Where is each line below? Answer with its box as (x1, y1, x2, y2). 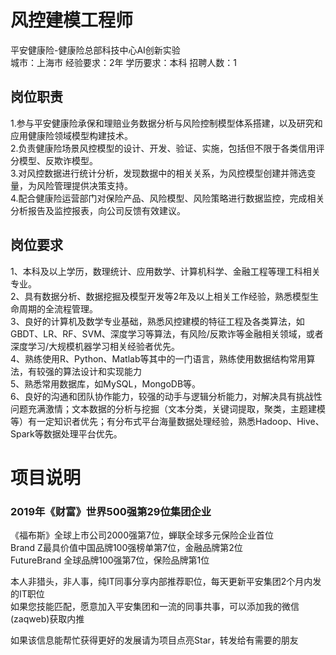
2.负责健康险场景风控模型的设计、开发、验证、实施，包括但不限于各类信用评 (10, 142, 325, 154)
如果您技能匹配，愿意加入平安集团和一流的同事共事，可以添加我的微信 (10, 601, 300, 613)
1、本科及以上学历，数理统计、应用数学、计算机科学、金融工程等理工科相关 (10, 265, 321, 277)
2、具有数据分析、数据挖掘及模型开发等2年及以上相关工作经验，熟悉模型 (10, 290, 311, 302)
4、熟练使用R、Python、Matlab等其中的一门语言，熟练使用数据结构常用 (10, 352, 307, 365)
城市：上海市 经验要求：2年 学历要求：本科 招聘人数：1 (10, 56, 238, 68)
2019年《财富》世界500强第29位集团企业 (10, 504, 212, 518)
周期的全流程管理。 (18, 302, 98, 315)
